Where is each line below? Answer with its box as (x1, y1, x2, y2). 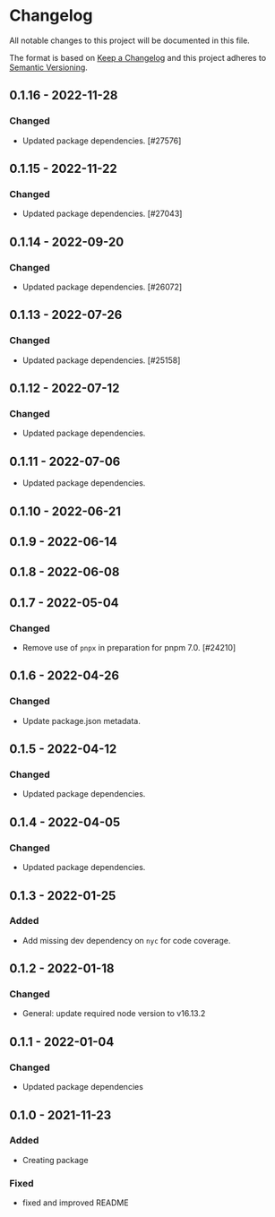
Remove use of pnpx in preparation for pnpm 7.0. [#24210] (21, 643, 236, 653)
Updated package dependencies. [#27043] (21, 208, 183, 220)
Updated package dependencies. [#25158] (21, 355, 181, 366)
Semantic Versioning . (9, 62, 88, 73)
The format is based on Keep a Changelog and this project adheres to (9, 52, 267, 63)
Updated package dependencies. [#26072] (21, 281, 183, 292)
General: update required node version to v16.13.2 (21, 1008, 206, 1019)
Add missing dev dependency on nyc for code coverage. (21, 935, 231, 945)
